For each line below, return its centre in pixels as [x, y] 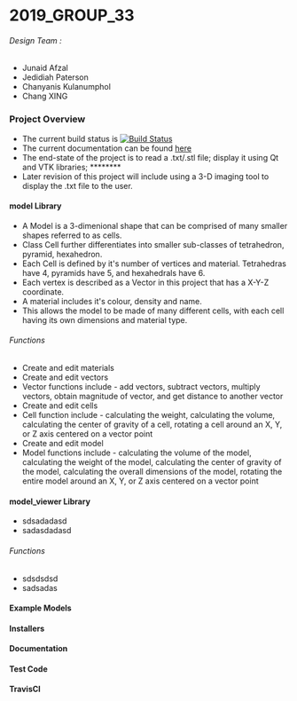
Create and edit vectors [65, 377]
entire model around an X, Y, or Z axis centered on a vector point [140, 481]
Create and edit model [63, 444]
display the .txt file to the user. [77, 185]
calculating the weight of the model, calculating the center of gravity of [152, 462]
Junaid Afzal [45, 68]
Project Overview [47, 119]
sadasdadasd [47, 531]
